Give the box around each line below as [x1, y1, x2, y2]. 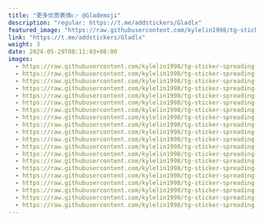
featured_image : [8, 26, 61, 34]
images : [8, 56, 34, 63]
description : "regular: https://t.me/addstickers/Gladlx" [8, 19, 202, 27]
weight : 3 [8, 41, 41, 49]
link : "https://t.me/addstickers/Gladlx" [8, 33, 146, 42]
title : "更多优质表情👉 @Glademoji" [8, 11, 122, 20]
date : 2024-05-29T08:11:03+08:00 [8, 48, 118, 56]
